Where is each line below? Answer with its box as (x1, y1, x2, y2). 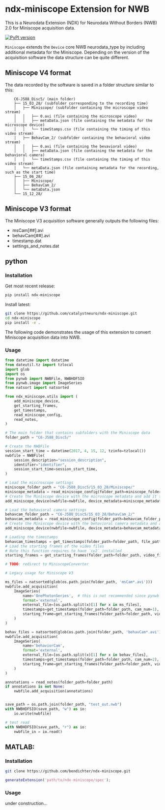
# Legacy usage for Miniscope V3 (5, 571, 74, 576)
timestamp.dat (12, 238, 42, 244)
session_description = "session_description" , (14, 458, 107, 463)
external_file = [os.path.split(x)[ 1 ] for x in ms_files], (23, 602, 141, 607)
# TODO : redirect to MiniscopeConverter (5, 562, 89, 567)
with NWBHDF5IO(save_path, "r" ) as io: (5, 724, 87, 729)
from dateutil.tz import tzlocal (5, 362, 74, 367)
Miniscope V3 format (5, 205, 71, 213)
